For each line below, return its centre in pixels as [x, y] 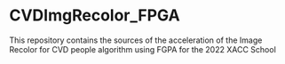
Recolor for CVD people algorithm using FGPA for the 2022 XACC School [143, 49]
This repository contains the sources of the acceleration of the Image [136, 40]
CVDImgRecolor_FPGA [95, 16]
